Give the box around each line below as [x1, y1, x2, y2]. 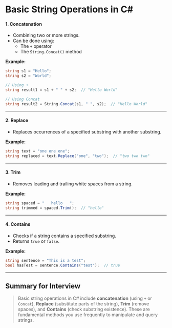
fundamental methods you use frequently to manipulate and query [17, 312, 158, 318]
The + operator [20, 43, 52, 49]
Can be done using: [12, 37, 55, 44]
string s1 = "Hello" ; [5, 68, 52, 74]
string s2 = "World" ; [5, 73, 52, 79]
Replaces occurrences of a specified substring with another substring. [12, 128, 162, 134]
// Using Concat [5, 97, 40, 102]
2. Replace [5, 117, 29, 124]
